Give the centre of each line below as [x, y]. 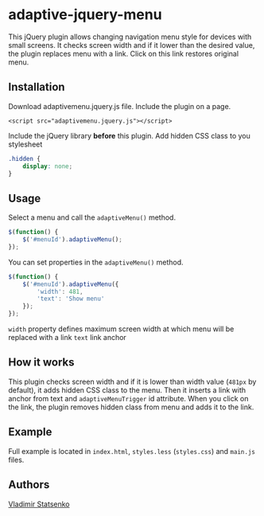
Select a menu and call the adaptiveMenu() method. [92, 217]
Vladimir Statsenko [39, 504]
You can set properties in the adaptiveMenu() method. [96, 262]
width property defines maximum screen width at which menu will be [121, 329]
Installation [37, 87]
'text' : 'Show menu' [71, 299]
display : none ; [48, 166]
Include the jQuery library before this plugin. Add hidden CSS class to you [129, 135]
